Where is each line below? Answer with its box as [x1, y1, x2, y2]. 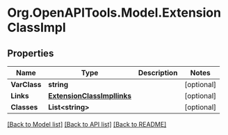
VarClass [10, 80, 42, 89]
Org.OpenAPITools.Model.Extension [7, 5, 221, 21]
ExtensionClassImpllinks [48, 91, 132, 100]
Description [138, 68, 178, 77]
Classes [10, 102, 38, 112]
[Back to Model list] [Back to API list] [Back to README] [7, 120, 167, 128]
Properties [7, 47, 54, 59]
